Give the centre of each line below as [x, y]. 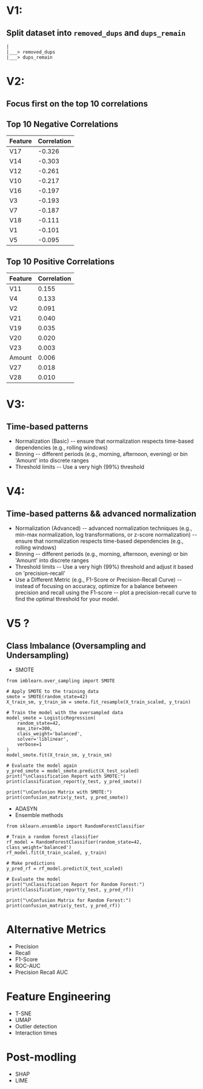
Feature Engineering [58, 997]
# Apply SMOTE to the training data [52, 692]
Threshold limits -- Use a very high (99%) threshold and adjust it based [104, 567]
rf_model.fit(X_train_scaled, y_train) [57, 853]
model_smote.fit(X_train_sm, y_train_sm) [59, 755]
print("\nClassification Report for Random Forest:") [76, 885]
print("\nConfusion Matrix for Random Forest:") [69, 901]
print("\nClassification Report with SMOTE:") [66, 776]
